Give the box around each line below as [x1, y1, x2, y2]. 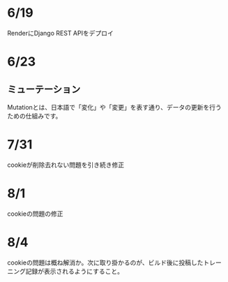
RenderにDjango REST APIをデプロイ [7, 29, 114, 37]
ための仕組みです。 [7, 112, 62, 120]
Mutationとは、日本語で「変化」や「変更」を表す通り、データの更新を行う [7, 103, 222, 111]
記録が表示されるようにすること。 [25, 267, 124, 275]
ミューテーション [7, 83, 81, 95]
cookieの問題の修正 [7, 209, 64, 218]
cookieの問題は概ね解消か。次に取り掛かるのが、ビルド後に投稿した [7, 258, 204, 267]
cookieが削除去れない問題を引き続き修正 [7, 161, 125, 169]
